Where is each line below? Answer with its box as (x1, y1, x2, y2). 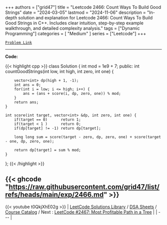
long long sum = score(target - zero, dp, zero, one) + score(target (14, 135, 162, 140)
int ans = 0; (14, 82, 41, 87)
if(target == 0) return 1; (14, 117, 81, 122)
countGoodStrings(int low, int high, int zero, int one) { (5, 69, 114, 74)
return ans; (14, 100, 39, 105)
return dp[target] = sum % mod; (14, 148, 81, 152)
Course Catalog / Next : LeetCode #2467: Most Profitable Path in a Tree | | (5, 209, 158, 215)
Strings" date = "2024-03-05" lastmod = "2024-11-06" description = (5, 9, 146, 15)
